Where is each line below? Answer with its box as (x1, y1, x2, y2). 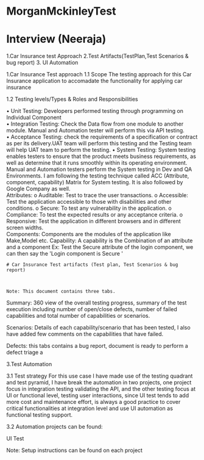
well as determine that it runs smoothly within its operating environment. (6, 159, 188, 167)
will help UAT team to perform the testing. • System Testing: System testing (6, 146, 196, 154)
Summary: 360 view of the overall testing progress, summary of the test (6, 299, 187, 306)
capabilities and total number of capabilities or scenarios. (6, 312, 150, 320)
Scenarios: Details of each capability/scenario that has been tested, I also (6, 324, 191, 331)
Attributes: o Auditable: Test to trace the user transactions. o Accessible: (6, 192, 189, 199)
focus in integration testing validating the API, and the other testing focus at (6, 386, 196, 393)
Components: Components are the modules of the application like (6, 231, 172, 238)
